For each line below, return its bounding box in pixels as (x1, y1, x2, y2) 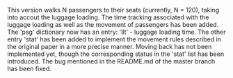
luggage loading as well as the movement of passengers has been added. (7, 21, 219, 28)
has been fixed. (7, 65, 52, 72)
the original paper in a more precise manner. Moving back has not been (7, 43, 212, 50)
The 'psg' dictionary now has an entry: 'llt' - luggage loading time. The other (7, 28, 226, 36)
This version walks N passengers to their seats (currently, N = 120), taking (7, 6, 220, 14)
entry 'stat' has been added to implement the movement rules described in (7, 35, 221, 43)
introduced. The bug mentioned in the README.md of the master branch (7, 57, 216, 65)
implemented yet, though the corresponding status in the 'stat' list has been (7, 50, 225, 58)
